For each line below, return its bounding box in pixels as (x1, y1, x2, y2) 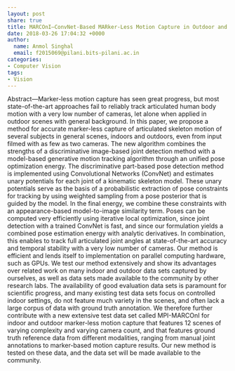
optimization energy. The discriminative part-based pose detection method (7, 162, 224, 171)
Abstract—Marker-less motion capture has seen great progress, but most (7, 95, 220, 103)
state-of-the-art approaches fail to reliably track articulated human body (7, 103, 216, 111)
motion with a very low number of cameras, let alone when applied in (7, 110, 207, 118)
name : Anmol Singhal (13, 43, 74, 50)
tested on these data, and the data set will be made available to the (7, 349, 201, 357)
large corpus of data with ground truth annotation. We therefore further (7, 304, 213, 313)
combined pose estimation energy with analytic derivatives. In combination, (7, 229, 226, 237)
